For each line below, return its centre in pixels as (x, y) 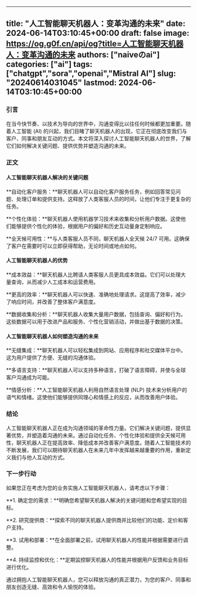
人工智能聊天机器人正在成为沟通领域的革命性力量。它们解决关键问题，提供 (96, 428)
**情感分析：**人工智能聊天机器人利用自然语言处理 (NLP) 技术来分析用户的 (97, 390)
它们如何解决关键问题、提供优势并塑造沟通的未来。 (68, 146)
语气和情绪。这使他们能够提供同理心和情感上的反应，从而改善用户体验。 (93, 398)
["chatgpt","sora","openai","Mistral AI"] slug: (91, 74)
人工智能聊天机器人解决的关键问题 (47, 177)
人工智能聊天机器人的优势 (37, 260)
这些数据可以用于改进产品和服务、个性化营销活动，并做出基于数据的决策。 (96, 322)
